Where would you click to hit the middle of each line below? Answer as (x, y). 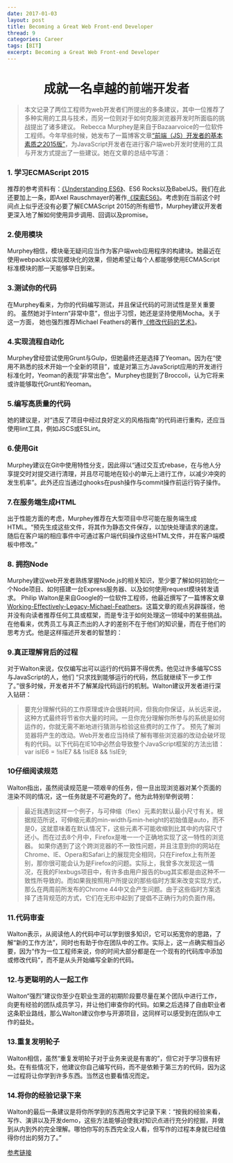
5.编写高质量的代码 (39, 403)
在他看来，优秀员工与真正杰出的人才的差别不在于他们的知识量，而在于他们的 (116, 624)
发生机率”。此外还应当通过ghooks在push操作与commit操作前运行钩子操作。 (116, 482)
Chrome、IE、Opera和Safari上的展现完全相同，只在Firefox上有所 (117, 854)
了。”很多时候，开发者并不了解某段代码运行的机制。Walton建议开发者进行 (111, 686)
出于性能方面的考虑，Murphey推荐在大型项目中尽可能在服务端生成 (102, 518)
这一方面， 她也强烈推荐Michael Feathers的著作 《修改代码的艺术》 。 (104, 322)
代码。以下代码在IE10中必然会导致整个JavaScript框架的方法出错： (130, 744)
